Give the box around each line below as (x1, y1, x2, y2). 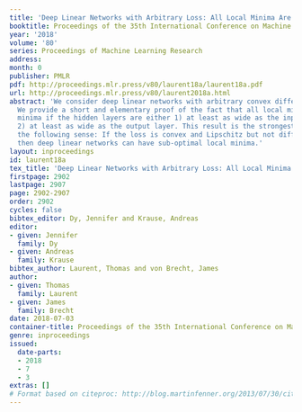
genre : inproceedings (9, 331, 91, 340)
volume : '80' (9, 38, 58, 48)
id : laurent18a (9, 155, 67, 165)
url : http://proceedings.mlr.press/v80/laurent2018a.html (9, 88, 231, 97)
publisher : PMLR (9, 72, 70, 81)
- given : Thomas (9, 281, 70, 290)
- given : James (9, 298, 67, 307)
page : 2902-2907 (9, 189, 70, 198)
